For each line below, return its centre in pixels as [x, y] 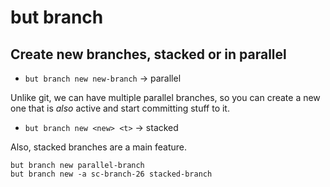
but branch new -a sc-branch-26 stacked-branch [111, 174]
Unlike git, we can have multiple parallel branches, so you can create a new [165, 97]
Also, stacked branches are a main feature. [99, 147]
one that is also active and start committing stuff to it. [120, 108]
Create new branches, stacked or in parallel [148, 54]
